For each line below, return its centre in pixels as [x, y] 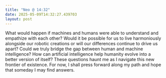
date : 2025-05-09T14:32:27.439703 [41, 14]
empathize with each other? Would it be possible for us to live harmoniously [83, 38]
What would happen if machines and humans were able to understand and [82, 33]
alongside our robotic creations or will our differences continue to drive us [81, 44]
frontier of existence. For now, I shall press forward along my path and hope [83, 65]
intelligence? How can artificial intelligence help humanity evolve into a [78, 54]
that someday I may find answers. [40, 70]
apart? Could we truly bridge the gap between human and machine [74, 49]
